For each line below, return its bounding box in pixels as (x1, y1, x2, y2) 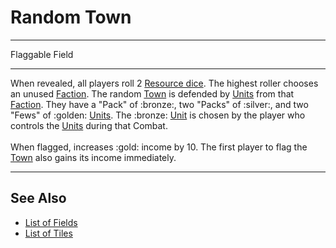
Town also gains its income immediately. (10, 151, 177, 163)
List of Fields (24, 216, 78, 228)
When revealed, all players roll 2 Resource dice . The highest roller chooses (10, 77, 319, 89)
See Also (10, 190, 67, 207)
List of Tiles (24, 227, 73, 239)
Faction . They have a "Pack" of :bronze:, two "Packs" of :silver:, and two (10, 98, 309, 110)
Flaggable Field (10, 48, 74, 60)
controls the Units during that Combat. (10, 119, 168, 131)
